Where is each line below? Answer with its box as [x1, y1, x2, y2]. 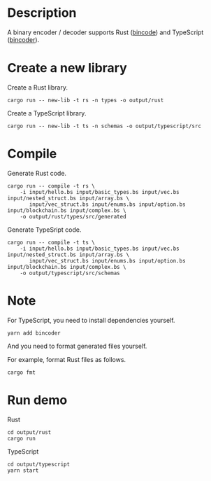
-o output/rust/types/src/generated [20, 213, 127, 220]
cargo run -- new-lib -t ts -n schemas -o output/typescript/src [7, 123, 201, 130]
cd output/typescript [7, 461, 71, 468]
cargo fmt [7, 369, 36, 376]
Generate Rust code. [7, 169, 67, 177]
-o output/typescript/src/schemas [20, 270, 120, 277]
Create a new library [7, 60, 127, 76]
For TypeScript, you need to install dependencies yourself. [7, 316, 175, 324]
